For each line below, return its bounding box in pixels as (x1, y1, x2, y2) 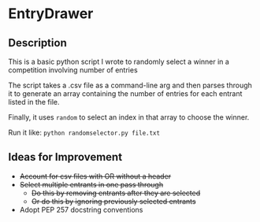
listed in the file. (8, 98, 61, 106)
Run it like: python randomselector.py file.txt (8, 128, 160, 137)
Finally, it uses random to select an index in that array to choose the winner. (8, 113, 250, 122)
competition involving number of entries (8, 65, 138, 75)
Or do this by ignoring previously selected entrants (31, 196, 196, 205)
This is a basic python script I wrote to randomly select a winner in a (8, 57, 230, 66)
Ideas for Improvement (8, 150, 123, 164)
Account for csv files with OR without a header (19, 171, 172, 181)
